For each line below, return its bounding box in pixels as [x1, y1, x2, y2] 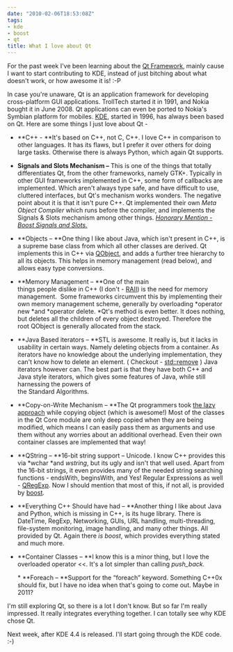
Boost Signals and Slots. [17, 221, 88, 229]
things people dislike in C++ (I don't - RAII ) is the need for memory [17, 285, 209, 293]
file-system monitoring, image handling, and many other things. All [17, 524, 209, 532]
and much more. [17, 539, 65, 547]
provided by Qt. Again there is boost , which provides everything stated [17, 531, 220, 540]
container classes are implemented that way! [17, 438, 146, 446]
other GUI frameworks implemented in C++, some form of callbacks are [17, 176, 223, 185]
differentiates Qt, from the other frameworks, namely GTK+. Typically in [17, 169, 223, 177]
